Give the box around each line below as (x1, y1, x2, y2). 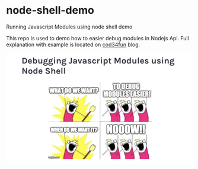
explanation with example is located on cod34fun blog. (6, 41, 140, 48)
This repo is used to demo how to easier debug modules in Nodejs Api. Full (6, 34, 190, 42)
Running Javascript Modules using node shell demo (6, 23, 133, 30)
